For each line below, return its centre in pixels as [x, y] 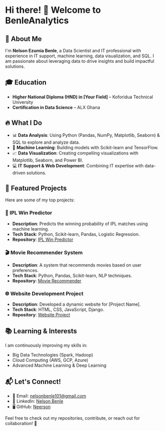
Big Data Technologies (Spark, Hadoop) [53, 355]
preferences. [25, 271]
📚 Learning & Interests [41, 331]
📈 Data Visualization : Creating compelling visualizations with [75, 153]
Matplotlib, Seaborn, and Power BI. [48, 160]
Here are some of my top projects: [40, 200]
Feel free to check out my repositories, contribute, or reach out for [72, 418]
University [23, 102]
